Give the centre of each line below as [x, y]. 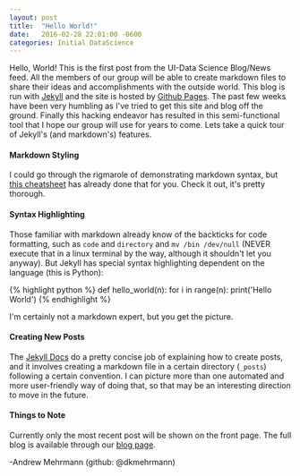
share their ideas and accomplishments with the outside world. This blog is [147, 87]
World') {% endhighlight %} [60, 299]
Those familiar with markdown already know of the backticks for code [138, 234]
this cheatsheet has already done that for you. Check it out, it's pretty [137, 184]
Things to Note [38, 415]
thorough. [27, 194]
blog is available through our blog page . [83, 445]
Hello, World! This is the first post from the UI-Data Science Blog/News [140, 68]
